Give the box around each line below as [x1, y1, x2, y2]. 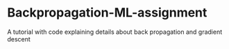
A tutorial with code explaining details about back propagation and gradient [7, 28, 223, 36]
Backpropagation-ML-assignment [7, 5, 207, 21]
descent [7, 35, 31, 43]
